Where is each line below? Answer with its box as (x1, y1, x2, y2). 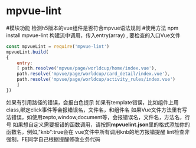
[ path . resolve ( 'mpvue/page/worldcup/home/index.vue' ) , (17, 65, 158, 71)
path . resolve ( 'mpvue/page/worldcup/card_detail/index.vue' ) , (17, 71, 170, 77)
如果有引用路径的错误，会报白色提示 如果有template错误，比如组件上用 (6, 98, 179, 106)
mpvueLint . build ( (6, 49, 49, 55)
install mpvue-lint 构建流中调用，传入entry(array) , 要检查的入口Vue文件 (6, 31, 181, 39)
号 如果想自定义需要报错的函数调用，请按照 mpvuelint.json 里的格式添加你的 (6, 121, 190, 128)
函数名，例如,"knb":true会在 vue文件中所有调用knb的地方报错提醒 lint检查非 (6, 128, 190, 135)
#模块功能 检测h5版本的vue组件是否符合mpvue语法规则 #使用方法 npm (6, 24, 179, 31)
